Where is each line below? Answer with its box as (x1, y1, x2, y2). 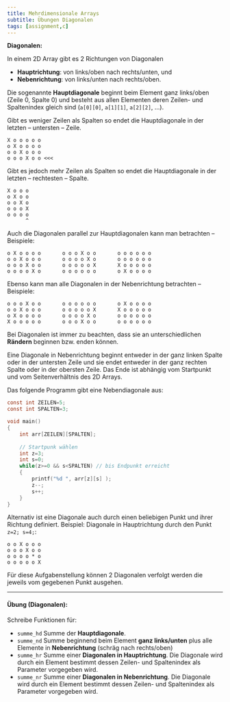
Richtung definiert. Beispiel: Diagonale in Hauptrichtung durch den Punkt (7, 521, 212, 529)
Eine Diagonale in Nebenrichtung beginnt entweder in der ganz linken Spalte (7, 351, 222, 360)
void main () (7, 418, 41, 425)
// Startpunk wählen (19, 443, 78, 451)
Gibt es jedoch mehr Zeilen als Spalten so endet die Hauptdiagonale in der (7, 167, 217, 175)
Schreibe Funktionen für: (7, 616, 77, 624)
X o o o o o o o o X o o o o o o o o (7, 318, 152, 325)
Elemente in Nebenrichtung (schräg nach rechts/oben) (16, 643, 173, 651)
